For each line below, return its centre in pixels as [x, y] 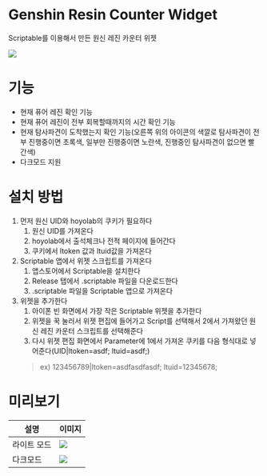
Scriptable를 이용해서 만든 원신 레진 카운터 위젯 [83, 38]
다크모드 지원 [40, 162]
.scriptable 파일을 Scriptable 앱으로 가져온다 [102, 290]
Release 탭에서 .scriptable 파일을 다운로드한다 [105, 281]
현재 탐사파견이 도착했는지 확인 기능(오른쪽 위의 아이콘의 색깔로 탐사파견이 [135, 132]
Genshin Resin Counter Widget [113, 15]
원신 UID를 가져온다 [62, 230]
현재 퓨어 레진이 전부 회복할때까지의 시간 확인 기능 [98, 122]
